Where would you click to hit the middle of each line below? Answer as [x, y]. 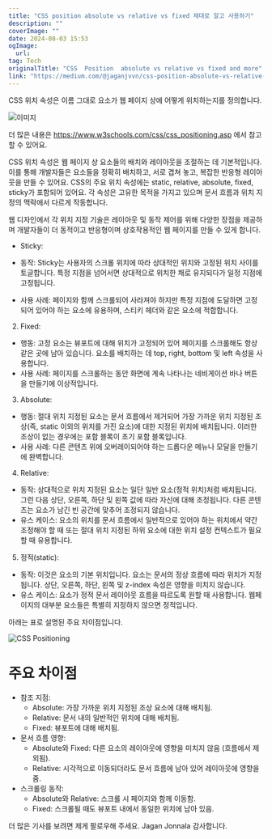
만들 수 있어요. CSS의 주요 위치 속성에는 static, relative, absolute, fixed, [138, 182]
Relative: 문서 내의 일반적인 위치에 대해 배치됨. [106, 718]
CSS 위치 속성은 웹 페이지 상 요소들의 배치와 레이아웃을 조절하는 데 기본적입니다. [135, 162]
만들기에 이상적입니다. [64, 383]
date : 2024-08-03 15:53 [49, 38]
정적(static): [39, 557]
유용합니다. [55, 540]
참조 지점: [35, 697]
